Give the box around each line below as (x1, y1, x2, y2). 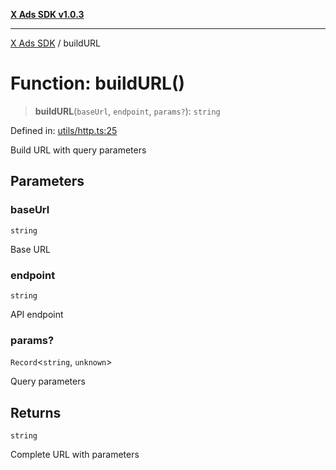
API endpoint (10, 308, 64, 320)
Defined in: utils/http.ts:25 (10, 124, 118, 136)
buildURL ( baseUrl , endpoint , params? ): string (34, 105, 221, 117)
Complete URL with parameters (10, 449, 140, 461)
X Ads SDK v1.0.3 (10, 9, 85, 20)
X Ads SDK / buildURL (10, 37, 102, 49)
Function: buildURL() (10, 72, 185, 95)
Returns (10, 404, 62, 421)
